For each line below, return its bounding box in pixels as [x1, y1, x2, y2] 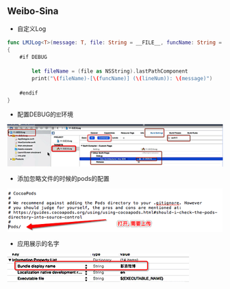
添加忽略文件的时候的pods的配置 [16, 175, 110, 183]
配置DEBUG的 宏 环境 [16, 110, 74, 118]
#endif [19, 89, 38, 97]
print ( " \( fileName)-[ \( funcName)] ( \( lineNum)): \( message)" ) [31, 75, 213, 82]
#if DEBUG [19, 53, 48, 60]
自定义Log [16, 24, 47, 33]
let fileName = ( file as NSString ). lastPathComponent [31, 68, 188, 75]
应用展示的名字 [16, 239, 60, 247]
